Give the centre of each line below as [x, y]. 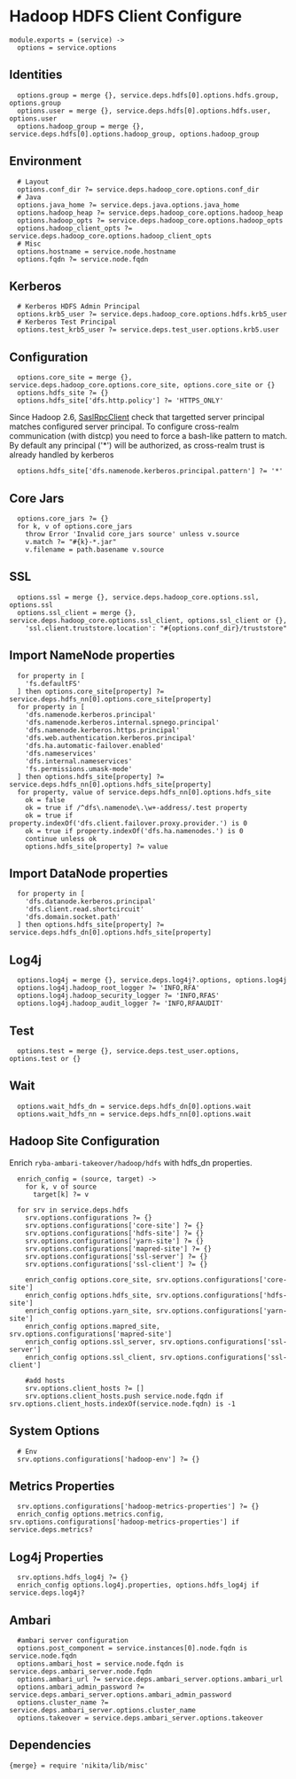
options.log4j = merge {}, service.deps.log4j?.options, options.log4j [152, 980]
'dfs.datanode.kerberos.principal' [91, 901]
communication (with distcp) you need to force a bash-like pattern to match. [148, 436]
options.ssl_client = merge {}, [77, 613]
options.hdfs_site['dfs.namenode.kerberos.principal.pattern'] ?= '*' [150, 472]
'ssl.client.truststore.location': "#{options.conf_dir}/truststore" [156, 628]
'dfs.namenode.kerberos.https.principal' [102, 730]
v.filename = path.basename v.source [95, 550]
